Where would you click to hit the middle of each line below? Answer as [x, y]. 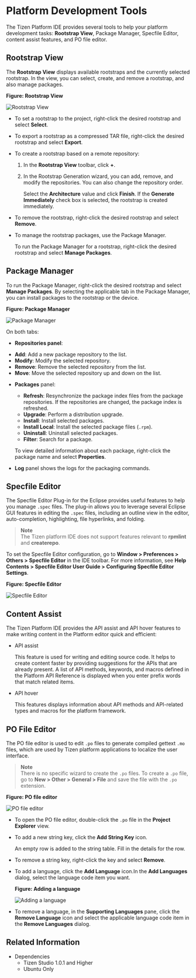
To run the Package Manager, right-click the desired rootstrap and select [94, 285]
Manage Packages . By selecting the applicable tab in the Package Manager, [98, 291]
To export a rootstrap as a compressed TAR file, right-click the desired [99, 136]
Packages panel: [35, 384]
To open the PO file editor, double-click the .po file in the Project [92, 820]
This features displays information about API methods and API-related [99, 705]
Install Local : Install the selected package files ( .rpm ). [88, 427]
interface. [18, 756]
